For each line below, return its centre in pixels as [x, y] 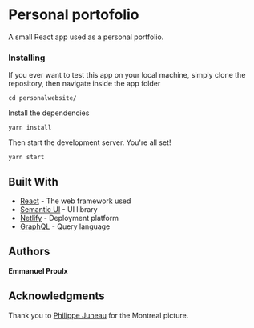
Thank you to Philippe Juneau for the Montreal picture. [99, 315]
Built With [33, 182]
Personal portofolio [74, 15]
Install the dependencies [49, 113]
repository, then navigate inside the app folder [85, 84]
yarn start [26, 158]
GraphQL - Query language [65, 226]
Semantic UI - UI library [58, 210]
